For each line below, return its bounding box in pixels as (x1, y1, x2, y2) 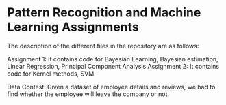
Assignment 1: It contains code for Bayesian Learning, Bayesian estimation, (7, 55, 218, 63)
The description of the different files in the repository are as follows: (7, 42, 199, 50)
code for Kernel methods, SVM (7, 70, 95, 78)
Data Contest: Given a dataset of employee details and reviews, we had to (7, 82, 216, 91)
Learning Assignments (7, 19, 139, 35)
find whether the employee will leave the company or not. (7, 90, 170, 98)
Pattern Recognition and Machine (7, 5, 201, 20)
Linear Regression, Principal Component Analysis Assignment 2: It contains (7, 62, 220, 70)
